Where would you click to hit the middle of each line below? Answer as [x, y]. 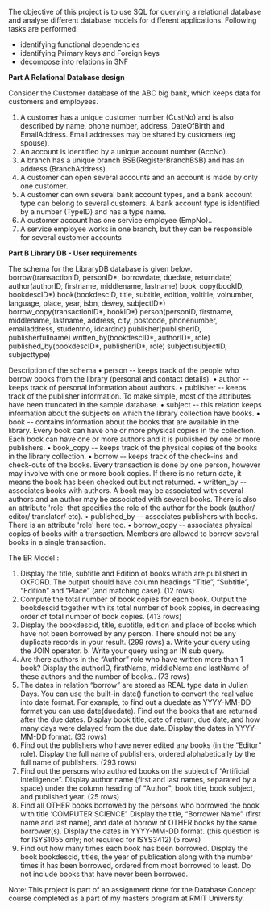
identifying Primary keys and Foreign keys [89, 53]
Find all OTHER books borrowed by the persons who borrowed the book [139, 805]
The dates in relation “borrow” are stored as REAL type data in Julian [134, 685]
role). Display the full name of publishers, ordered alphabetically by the [138, 754]
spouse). [35, 143]
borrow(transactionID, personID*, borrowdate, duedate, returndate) [120, 277]
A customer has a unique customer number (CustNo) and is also [127, 117]
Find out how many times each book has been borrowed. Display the [134, 848]
